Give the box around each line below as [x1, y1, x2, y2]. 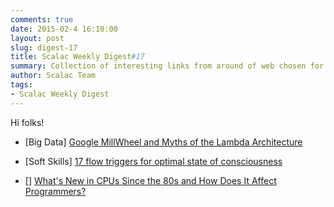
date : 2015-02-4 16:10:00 [10, 24, 118, 34]
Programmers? [24, 185, 87, 197]
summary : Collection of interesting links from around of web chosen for [10, 61, 325, 71]
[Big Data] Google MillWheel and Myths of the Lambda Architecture [24, 136, 303, 148]
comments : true [10, 14, 74, 25]
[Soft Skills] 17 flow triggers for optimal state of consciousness [24, 155, 283, 167]
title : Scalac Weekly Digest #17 [10, 52, 145, 62]
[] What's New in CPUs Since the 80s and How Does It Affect [24, 174, 277, 186]
